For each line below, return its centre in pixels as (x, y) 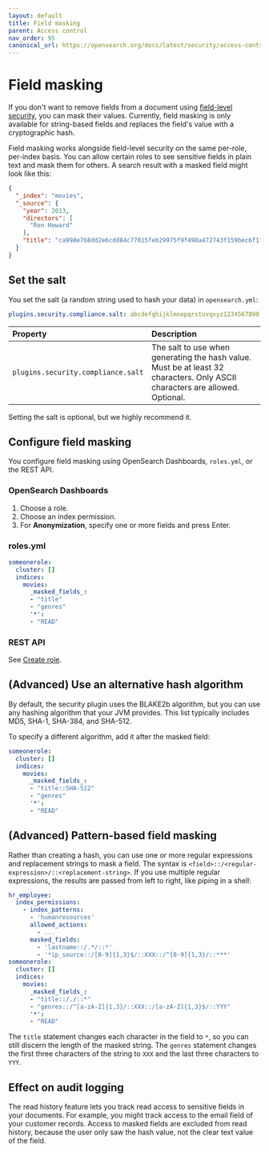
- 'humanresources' (62, 918)
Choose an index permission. (68, 516)
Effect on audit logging (66, 1088)
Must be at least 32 (187, 367)
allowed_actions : (58, 925)
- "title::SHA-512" (62, 789)
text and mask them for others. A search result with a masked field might (128, 166)
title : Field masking (44, 23)
